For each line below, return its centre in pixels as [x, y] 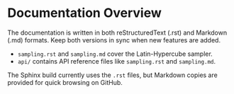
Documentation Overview [84, 13]
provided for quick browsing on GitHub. [65, 82]
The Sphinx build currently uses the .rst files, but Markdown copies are [112, 75]
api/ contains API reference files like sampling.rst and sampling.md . [117, 61]
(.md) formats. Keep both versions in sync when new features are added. [114, 40]
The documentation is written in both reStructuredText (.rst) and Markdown [117, 33]
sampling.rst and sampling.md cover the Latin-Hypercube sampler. [115, 54]
